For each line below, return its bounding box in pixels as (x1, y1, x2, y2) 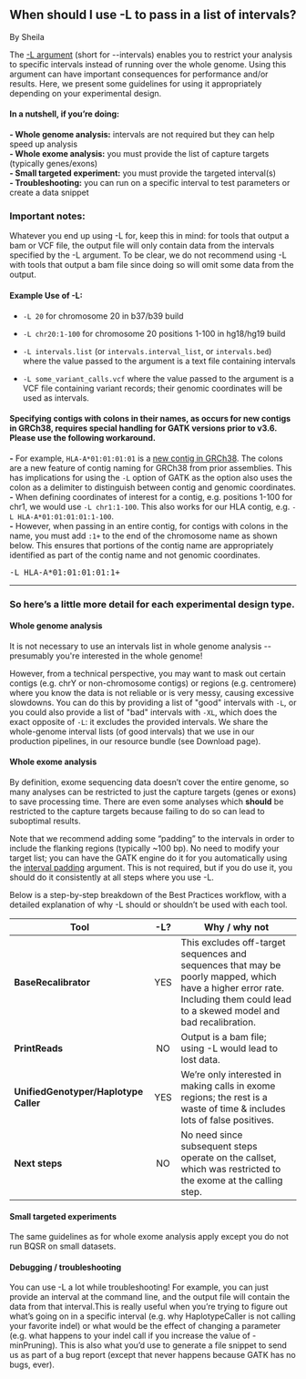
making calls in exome (180, 1079, 276, 1092)
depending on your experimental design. (9, 87, 162, 98)
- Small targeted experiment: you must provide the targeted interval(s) (9, 168, 276, 179)
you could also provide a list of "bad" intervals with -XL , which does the (9, 706, 278, 718)
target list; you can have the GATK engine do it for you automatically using (9, 853, 288, 863)
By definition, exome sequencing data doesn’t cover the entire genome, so (9, 777, 290, 788)
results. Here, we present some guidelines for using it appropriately (9, 77, 262, 89)
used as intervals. (22, 392, 89, 403)
